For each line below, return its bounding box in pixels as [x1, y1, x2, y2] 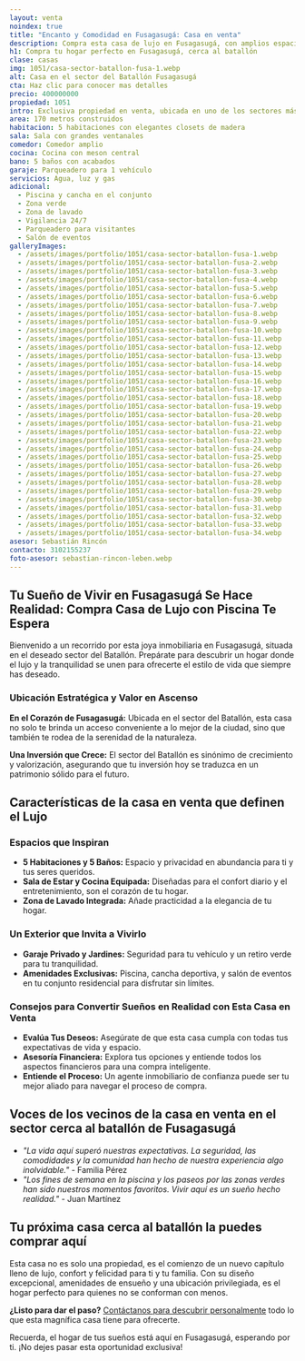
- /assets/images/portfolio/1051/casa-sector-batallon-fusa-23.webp [17, 435, 282, 445]
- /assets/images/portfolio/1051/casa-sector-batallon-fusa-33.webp [17, 520, 282, 530]
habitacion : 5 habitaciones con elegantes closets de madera [9, 124, 246, 133]
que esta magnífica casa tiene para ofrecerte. [9, 1314, 181, 1325]
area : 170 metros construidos [9, 114, 124, 124]
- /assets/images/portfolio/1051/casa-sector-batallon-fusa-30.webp [17, 494, 282, 504]
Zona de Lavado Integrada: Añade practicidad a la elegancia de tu [22, 896, 272, 907]
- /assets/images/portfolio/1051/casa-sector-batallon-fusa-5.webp [17, 283, 279, 293]
